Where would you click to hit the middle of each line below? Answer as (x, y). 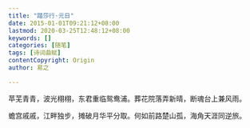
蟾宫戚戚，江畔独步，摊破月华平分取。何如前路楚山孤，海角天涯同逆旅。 (127, 115)
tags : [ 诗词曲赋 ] (35, 53)
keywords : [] (30, 38)
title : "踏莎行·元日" (41, 16)
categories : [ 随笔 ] (40, 46)
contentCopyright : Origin (51, 61)
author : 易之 (29, 68)
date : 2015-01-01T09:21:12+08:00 (64, 23)
